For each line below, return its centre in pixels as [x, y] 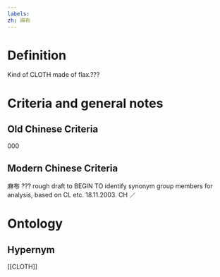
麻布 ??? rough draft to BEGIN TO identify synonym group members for [110, 186]
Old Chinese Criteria [53, 129]
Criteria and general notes [85, 103]
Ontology [35, 224]
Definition [37, 55]
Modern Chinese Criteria [63, 168]
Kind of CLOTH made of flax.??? [54, 75]
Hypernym [31, 250]
